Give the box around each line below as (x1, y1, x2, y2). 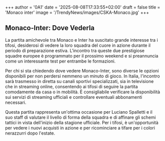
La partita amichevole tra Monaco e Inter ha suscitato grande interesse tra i (5, 37, 158, 43)
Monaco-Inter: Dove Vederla (5, 24, 95, 32)
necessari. (5, 99, 27, 105)
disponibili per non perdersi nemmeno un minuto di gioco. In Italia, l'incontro (5, 73, 160, 79)
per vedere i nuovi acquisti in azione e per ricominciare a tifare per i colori (5, 125, 156, 131)
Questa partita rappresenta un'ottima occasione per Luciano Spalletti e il (5, 109, 153, 115)
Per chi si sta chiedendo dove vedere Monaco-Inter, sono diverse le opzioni (5, 68, 159, 73)
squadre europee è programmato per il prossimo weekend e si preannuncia (5, 53, 159, 59)
